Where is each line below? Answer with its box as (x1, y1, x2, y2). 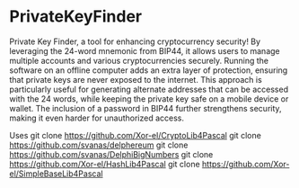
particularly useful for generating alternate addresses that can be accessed (9, 84, 289, 94)
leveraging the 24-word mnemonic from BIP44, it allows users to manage (9, 45, 280, 56)
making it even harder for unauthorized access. (9, 112, 185, 123)
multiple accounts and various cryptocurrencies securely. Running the (9, 55, 269, 66)
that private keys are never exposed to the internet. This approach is (9, 74, 262, 85)
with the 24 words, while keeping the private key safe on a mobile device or (9, 93, 289, 104)
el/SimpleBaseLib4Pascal (9, 168, 103, 179)
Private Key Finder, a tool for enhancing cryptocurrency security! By (9, 36, 261, 47)
